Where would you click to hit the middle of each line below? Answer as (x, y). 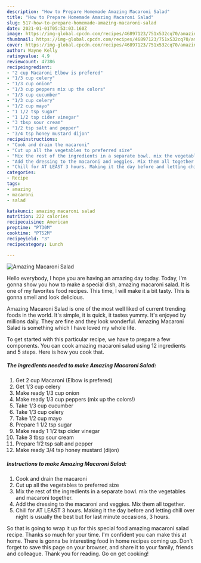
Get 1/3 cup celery (38, 387)
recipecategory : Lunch (35, 244)
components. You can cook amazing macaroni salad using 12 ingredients (96, 345)
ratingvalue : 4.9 (28, 56)
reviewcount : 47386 (31, 61)
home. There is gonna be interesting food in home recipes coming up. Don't (100, 541)
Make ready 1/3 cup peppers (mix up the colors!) (75, 400)
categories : (21, 173)
